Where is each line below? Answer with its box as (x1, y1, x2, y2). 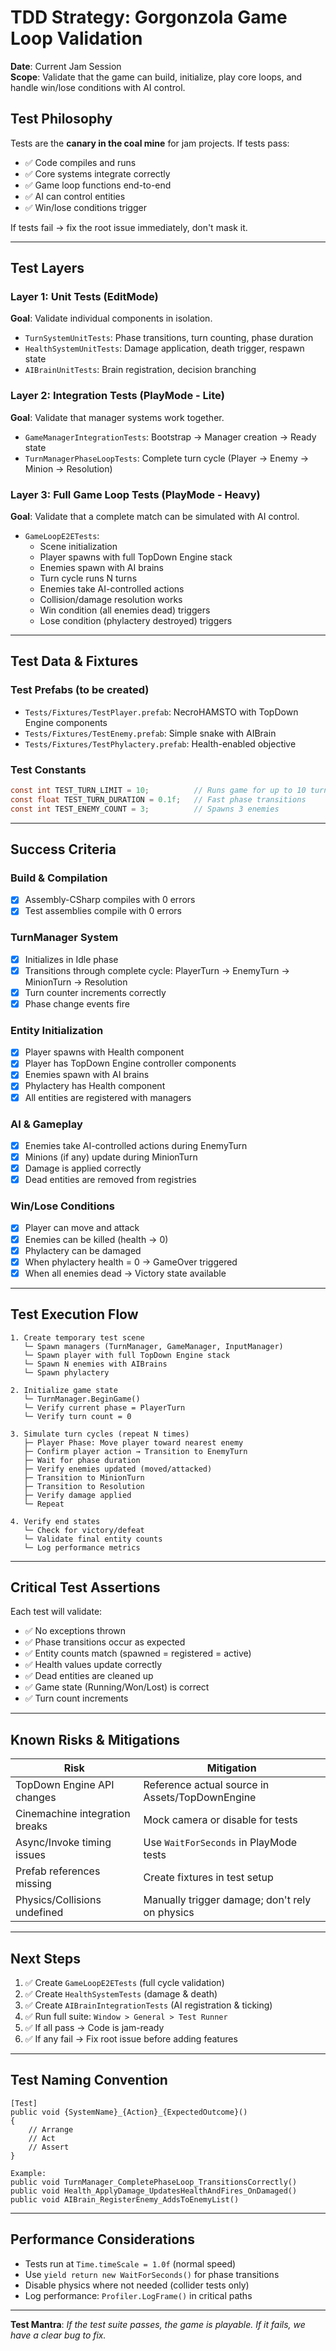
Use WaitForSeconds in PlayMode (143, 1836, 298, 1850)
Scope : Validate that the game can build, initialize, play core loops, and (10, 71, 303, 83)
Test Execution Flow (10, 1306, 139, 1323)
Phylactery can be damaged (24, 1244, 142, 1256)
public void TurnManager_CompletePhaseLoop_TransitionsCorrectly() (10, 2177, 298, 2187)
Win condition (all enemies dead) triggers (39, 604, 211, 616)
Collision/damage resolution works (39, 594, 183, 606)
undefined (15, 1906, 64, 1920)
